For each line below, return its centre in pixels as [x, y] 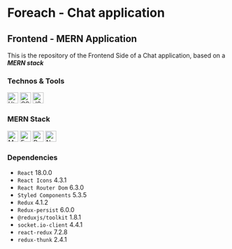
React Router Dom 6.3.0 [50, 187]
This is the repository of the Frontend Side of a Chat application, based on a [116, 55]
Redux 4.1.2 [33, 202]
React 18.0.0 [35, 172]
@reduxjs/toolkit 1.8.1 [49, 217]
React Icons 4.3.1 [42, 180]
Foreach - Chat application [86, 13]
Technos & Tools [36, 80]
